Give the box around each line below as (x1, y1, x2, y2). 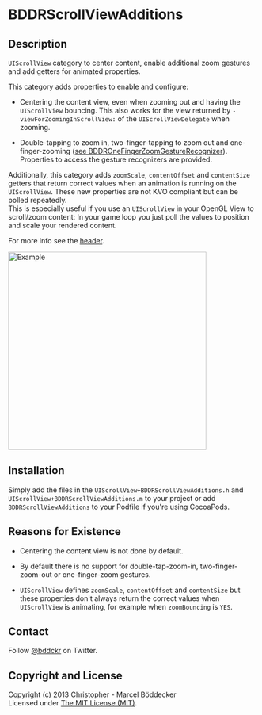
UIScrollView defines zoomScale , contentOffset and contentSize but (19, 585, 241, 595)
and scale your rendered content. (8, 220, 117, 230)
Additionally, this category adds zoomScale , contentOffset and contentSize (8, 170, 251, 179)
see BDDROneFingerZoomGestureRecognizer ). (74, 147, 228, 155)
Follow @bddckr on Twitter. (8, 646, 97, 656)
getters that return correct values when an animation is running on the (8, 178, 237, 188)
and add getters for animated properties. (8, 67, 141, 76)
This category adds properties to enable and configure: (8, 82, 189, 91)
